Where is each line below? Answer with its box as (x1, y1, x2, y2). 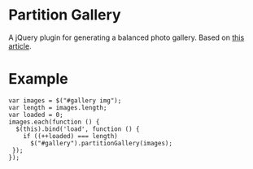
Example (8, 70, 68, 89)
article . (8, 41, 32, 50)
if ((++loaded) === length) (23, 132, 118, 140)
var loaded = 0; (8, 110, 63, 119)
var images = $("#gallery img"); (8, 96, 122, 105)
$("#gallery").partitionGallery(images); (29, 139, 173, 147)
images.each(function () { (8, 118, 100, 126)
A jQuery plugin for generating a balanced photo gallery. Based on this (8, 32, 245, 42)
